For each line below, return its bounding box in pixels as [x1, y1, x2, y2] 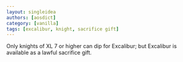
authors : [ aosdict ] [6, 15, 56, 21]
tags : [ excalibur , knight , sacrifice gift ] [6, 26, 119, 32]
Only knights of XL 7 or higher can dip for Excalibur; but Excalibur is [6, 43, 177, 50]
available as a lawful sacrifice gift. [6, 49, 92, 57]
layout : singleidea [6, 9, 56, 15]
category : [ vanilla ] [6, 20, 59, 26]
